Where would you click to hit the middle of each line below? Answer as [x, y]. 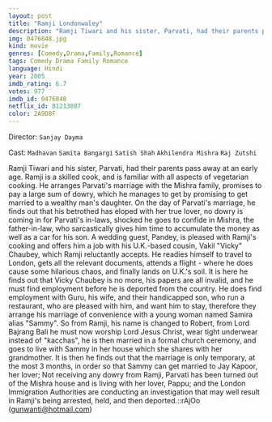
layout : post [30, 16]
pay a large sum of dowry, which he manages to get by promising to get [128, 194]
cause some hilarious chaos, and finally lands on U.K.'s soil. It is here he [128, 271]
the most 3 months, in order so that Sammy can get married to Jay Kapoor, [133, 366]
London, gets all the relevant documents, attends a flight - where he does [131, 263]
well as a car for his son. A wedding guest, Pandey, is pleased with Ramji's [132, 237]
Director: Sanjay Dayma [46, 137]
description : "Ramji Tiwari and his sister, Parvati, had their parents [134, 31]
